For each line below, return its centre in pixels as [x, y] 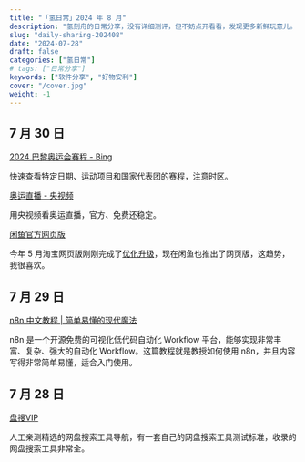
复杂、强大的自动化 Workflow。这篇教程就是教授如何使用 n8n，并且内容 [160, 351]
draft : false [34, 52]
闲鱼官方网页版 [37, 234]
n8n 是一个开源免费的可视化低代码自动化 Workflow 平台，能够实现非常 [142, 340]
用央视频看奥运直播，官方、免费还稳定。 [85, 215]
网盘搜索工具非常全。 [49, 448]
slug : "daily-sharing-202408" [67, 35]
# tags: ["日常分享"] [48, 69]
